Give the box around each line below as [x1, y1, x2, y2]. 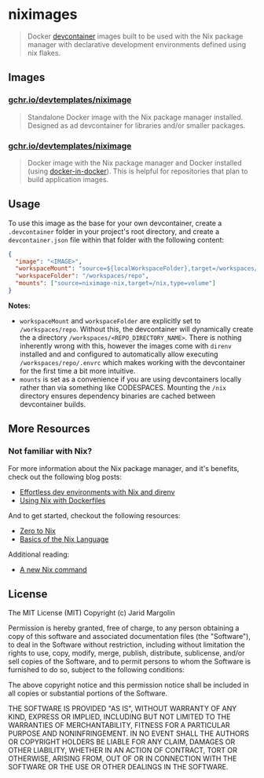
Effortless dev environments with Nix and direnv [19, 487, 175, 496]
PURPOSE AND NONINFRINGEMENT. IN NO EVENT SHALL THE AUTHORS [8, 729, 250, 739]
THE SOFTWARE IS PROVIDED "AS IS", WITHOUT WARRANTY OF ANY [8, 704, 237, 714]
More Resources [8, 422, 90, 436]
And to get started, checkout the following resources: [8, 510, 181, 520]
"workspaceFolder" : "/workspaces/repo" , [15, 272, 149, 280]
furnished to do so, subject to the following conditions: [8, 665, 185, 674]
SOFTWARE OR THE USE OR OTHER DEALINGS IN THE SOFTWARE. [8, 762, 229, 772]
